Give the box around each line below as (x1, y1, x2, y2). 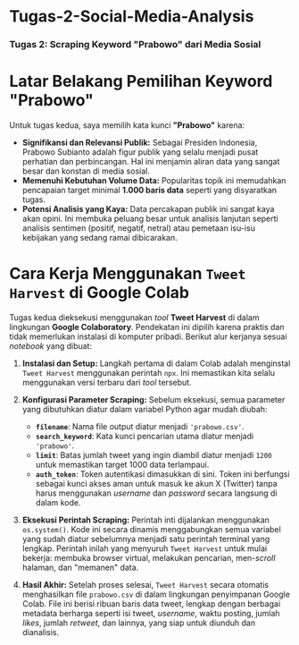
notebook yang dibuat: (9, 340, 92, 351)
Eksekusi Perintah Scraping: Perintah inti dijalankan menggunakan (21, 514, 270, 525)
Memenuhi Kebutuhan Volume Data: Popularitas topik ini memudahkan (21, 175, 287, 186)
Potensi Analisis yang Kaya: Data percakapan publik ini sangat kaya (21, 204, 275, 215)
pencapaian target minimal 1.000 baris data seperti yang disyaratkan (21, 185, 278, 196)
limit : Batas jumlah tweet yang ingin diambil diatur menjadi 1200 (35, 449, 272, 460)
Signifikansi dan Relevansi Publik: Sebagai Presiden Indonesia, (21, 137, 258, 149)
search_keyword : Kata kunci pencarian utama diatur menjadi (35, 430, 254, 441)
